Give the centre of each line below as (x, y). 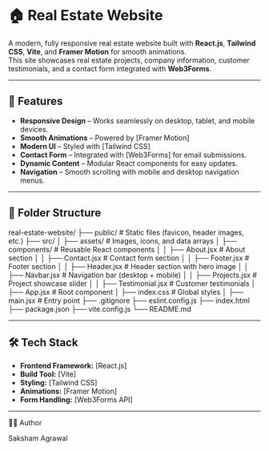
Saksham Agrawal (38, 438)
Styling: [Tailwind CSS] (58, 383)
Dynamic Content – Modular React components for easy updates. (128, 163)
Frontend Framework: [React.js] (73, 366)
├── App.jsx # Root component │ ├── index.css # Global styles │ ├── (126, 292)
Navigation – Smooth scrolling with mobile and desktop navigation (130, 171)
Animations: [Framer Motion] (68, 391)
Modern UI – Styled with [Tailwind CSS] (85, 146)
